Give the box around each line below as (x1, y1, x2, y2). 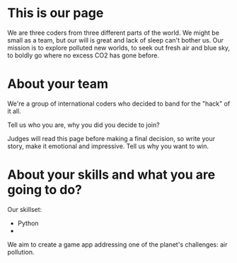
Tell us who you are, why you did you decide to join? (7, 121, 161, 129)
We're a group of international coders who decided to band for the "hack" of (7, 99, 231, 108)
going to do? (7, 182, 83, 198)
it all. (7, 106, 21, 115)
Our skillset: (7, 205, 42, 213)
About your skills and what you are (7, 167, 216, 183)
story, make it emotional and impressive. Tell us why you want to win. (7, 142, 209, 150)
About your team (7, 76, 108, 92)
